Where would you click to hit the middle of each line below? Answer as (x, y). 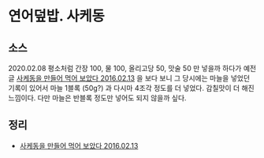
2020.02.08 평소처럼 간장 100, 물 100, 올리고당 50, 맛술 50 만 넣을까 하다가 (125, 68)
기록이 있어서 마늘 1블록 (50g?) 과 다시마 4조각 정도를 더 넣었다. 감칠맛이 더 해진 (131, 88)
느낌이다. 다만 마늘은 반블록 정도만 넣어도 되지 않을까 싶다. (97, 98)
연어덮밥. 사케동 (56, 16)
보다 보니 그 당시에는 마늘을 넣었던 (197, 78)
